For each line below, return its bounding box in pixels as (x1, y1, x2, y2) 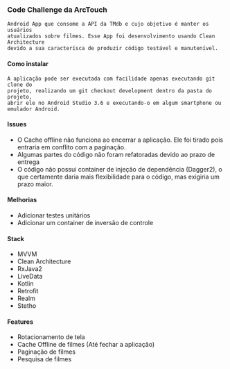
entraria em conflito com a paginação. (17, 142, 126, 151)
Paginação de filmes (17, 347, 76, 356)
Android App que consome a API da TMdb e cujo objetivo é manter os (7, 21, 209, 28)
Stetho (17, 302, 37, 310)
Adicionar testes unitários (17, 211, 91, 220)
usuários (7, 26, 33, 34)
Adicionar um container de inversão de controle (17, 218, 154, 227)
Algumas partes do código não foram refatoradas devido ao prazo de (17, 150, 215, 158)
